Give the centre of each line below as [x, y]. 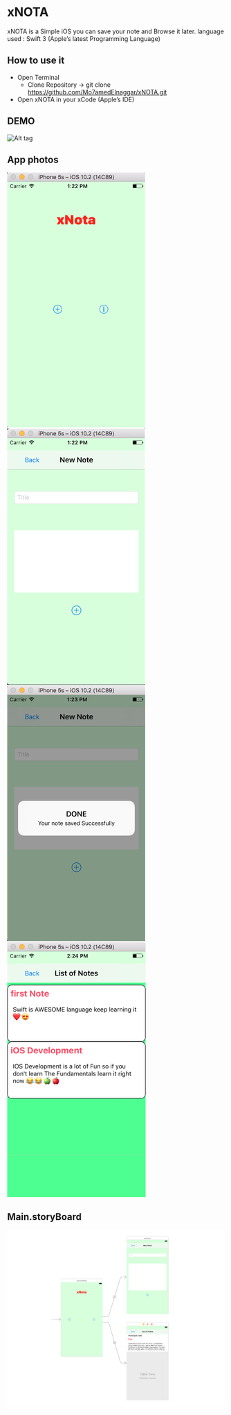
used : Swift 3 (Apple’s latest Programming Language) [84, 38]
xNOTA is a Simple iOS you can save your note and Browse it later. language [116, 31]
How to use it [36, 61]
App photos [33, 159]
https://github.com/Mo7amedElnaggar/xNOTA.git [97, 92]
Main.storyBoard [44, 1217]
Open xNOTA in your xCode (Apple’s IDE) [76, 99]
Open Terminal [38, 77]
